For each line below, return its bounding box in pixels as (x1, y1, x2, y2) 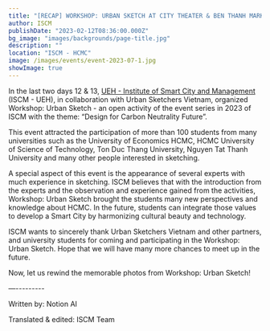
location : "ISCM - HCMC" (8, 49, 92, 57)
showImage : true (8, 64, 63, 72)
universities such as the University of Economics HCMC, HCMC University (8, 136, 255, 145)
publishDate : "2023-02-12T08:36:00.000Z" (8, 27, 149, 35)
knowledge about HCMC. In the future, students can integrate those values (8, 202, 257, 212)
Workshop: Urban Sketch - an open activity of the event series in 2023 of (8, 103, 252, 112)
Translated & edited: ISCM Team (8, 314, 115, 324)
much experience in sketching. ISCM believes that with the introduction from (8, 177, 262, 186)
